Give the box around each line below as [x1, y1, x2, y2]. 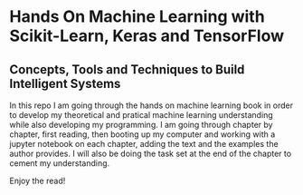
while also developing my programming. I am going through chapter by [9, 120, 273, 130]
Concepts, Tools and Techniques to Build [9, 62, 245, 77]
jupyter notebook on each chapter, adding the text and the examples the [9, 139, 279, 149]
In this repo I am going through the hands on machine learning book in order [9, 100, 294, 111]
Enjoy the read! [9, 175, 66, 186]
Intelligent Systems [9, 75, 121, 92]
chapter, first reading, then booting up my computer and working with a [9, 129, 276, 140]
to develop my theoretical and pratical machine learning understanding [9, 110, 273, 120]
